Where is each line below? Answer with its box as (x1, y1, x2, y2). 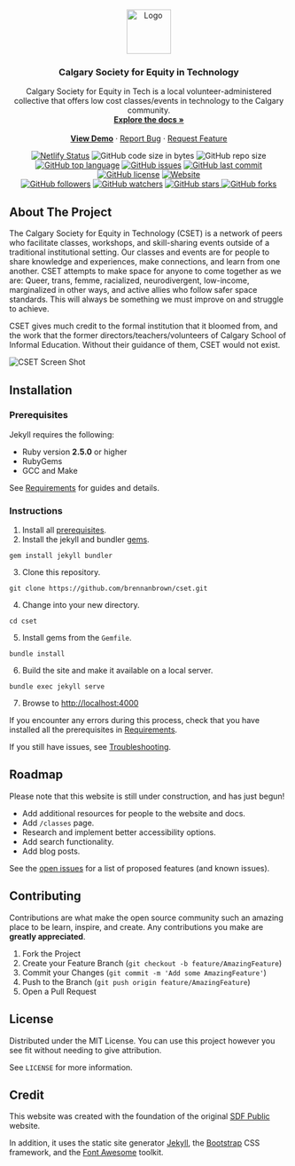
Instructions (9, 504, 64, 516)
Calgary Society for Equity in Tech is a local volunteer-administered (26, 86, 272, 97)
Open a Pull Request (21, 986, 97, 997)
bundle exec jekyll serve (9, 682, 105, 691)
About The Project (9, 204, 113, 219)
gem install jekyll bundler (9, 551, 113, 561)
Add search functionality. (21, 836, 114, 847)
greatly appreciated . (9, 931, 86, 941)
